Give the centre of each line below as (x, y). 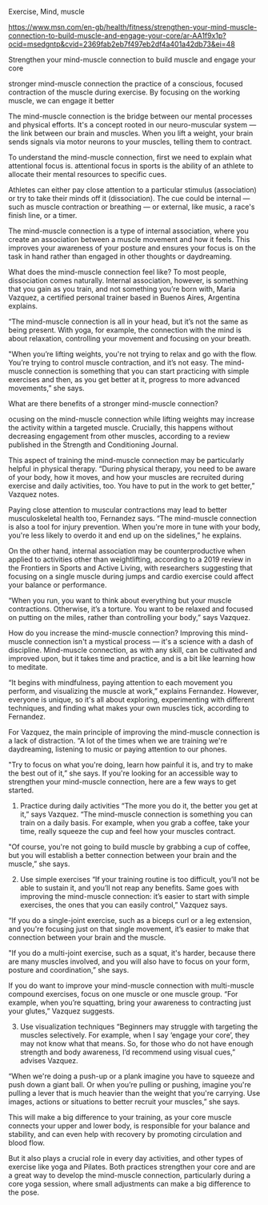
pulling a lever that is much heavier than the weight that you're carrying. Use (134, 1093)
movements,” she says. (47, 388)
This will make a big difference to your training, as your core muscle (120, 1117)
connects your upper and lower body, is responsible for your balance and (129, 1126)
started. (21, 790)
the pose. (24, 1192)
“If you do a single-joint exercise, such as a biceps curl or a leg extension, (130, 920)
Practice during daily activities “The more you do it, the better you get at (139, 806)
